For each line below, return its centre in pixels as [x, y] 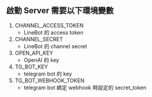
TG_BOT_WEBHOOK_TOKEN [49, 80]
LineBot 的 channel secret [55, 46]
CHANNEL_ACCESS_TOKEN [49, 25]
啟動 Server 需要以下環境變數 [60, 11]
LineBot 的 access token [53, 32]
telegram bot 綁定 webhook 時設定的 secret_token [85, 87]
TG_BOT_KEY [31, 67]
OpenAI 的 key [41, 60]
